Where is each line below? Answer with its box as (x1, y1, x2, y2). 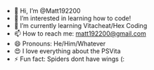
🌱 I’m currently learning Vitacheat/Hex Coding (13, 22, 148, 29)
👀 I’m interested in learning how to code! (13, 14, 131, 22)
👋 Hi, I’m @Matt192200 (13, 7, 81, 15)
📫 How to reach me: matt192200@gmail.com (13, 29, 146, 38)
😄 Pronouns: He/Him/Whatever (13, 39, 106, 48)
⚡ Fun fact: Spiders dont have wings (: (13, 55, 125, 63)
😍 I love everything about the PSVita (13, 47, 121, 55)
